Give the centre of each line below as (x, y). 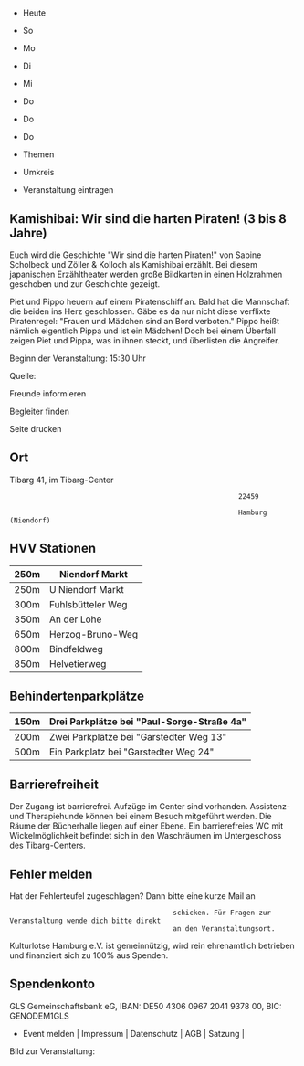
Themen (38, 154)
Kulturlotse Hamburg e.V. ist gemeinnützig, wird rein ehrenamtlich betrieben (152, 946)
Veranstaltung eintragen (68, 190)
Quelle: (23, 376)
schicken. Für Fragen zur (222, 913)
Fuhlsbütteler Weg (88, 604)
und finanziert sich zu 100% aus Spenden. (89, 955)
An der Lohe (75, 619)
